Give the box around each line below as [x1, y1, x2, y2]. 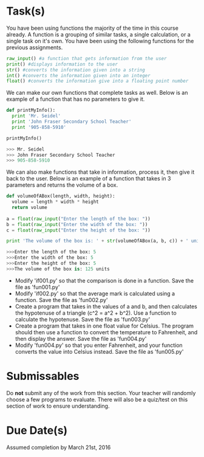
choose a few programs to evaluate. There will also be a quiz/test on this [6, 396, 188, 403]
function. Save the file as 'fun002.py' [15, 296, 108, 303]
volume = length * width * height [12, 199, 99, 205]
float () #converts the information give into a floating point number [6, 78, 189, 84]
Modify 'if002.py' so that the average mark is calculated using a [15, 290, 175, 297]
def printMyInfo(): [6, 108, 56, 114]
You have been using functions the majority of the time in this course [6, 24, 179, 32]
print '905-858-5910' [12, 124, 67, 130]
